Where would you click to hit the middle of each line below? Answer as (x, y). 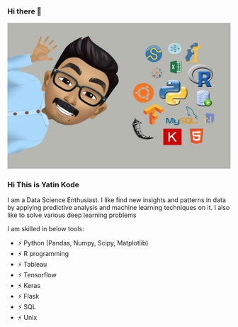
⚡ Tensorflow (37, 275)
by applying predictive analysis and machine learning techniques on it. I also (119, 207)
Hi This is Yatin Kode (44, 184)
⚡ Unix (27, 317)
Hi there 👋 (25, 11)
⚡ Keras (29, 285)
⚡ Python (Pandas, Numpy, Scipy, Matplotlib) (83, 243)
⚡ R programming (43, 253)
